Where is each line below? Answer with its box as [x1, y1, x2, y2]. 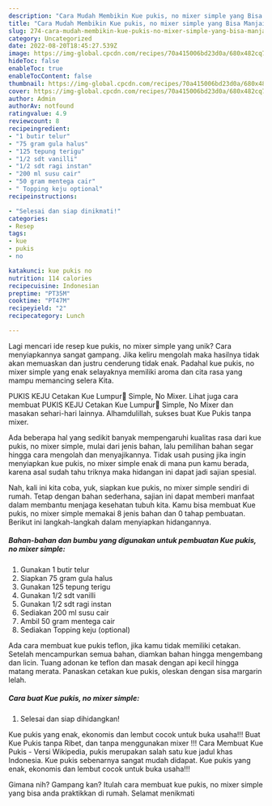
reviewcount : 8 [8, 117, 60, 125]
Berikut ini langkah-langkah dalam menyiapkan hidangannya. [8, 517, 212, 527]
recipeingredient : [8, 125, 70, 133]
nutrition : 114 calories [8, 274, 92, 282]
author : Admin [8, 95, 57, 103]
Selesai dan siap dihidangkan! [19, 714, 120, 723]
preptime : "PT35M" [8, 289, 70, 298]
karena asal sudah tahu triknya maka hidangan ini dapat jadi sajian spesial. [8, 467, 257, 477]
